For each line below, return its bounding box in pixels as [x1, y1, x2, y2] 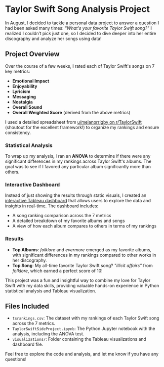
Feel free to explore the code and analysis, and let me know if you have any [5, 351, 159, 357]
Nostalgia [12, 99, 33, 105]
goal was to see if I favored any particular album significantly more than [5, 164, 151, 170]
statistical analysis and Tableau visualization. [5, 288, 96, 294]
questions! [5, 356, 27, 362]
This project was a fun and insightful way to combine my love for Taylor [5, 277, 151, 283]
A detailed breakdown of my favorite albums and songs [12, 218, 125, 224]
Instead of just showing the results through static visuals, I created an [5, 192, 147, 198]
